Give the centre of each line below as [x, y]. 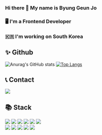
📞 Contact [20, 80]
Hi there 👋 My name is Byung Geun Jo [51, 8]
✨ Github [19, 52]
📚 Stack [18, 107]
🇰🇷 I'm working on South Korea [44, 36]
